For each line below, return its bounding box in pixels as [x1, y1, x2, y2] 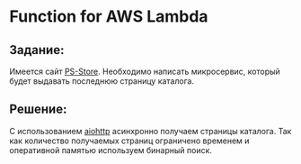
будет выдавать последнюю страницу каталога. [9, 76, 195, 87]
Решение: [9, 102, 67, 117]
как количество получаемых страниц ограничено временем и [9, 135, 250, 146]
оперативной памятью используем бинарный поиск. [9, 144, 213, 155]
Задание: [9, 42, 65, 58]
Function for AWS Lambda [9, 6, 208, 27]
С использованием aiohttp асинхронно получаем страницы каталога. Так [9, 125, 292, 136]
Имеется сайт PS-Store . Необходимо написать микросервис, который [9, 66, 280, 77]
